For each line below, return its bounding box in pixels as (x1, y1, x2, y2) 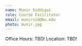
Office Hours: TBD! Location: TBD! (5, 36, 77, 42)
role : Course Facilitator (5, 12, 60, 17)
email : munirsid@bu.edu (5, 17, 56, 22)
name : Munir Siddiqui (5, 7, 51, 13)
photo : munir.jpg (5, 21, 42, 27)
